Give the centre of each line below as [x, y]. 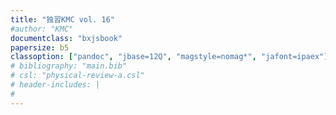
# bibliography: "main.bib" [69, 66]
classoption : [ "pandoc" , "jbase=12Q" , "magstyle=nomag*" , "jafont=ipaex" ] [169, 57]
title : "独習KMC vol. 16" [62, 19]
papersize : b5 [40, 47]
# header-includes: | [55, 85]
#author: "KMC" [42, 29]
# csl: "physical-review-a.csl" [77, 76]
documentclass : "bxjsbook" [66, 38]
